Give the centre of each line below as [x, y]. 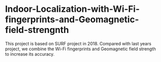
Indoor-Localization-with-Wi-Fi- [72, 9]
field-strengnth [37, 30]
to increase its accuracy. [30, 54]
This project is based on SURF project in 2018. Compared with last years [78, 43]
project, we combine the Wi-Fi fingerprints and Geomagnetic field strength [80, 49]
